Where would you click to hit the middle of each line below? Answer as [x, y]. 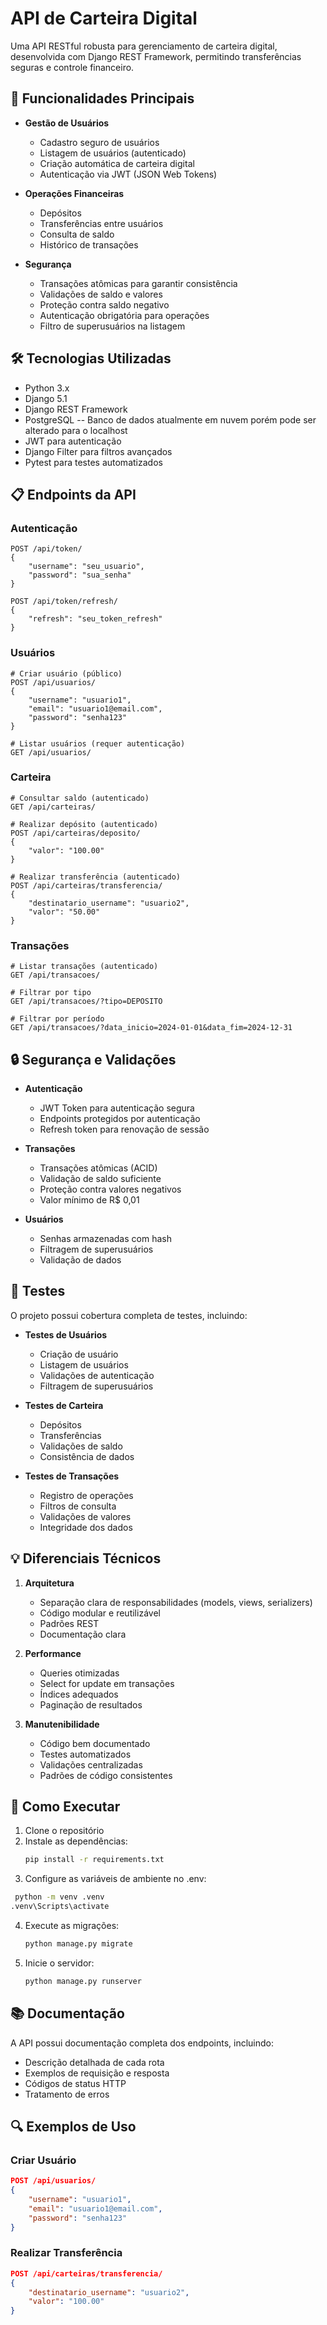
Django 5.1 [46, 398]
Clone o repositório [64, 1831]
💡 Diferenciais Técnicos [86, 1558]
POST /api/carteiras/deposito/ [75, 833]
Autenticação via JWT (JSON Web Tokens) [128, 174]
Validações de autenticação [97, 1375]
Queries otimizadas [79, 1673]
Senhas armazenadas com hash [105, 1238]
